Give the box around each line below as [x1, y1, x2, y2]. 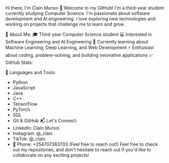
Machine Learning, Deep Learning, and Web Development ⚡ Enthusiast [5, 44, 154, 51]
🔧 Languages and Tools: [5, 69, 56, 75]
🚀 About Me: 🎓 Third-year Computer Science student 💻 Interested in [5, 31, 152, 37]
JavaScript [12, 85, 36, 90]
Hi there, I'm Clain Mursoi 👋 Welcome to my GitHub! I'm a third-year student [5, 5, 164, 11]
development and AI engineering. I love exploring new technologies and [5, 16, 156, 21]
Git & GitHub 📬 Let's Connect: [12, 118, 77, 124]
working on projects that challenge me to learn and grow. [5, 21, 125, 27]
